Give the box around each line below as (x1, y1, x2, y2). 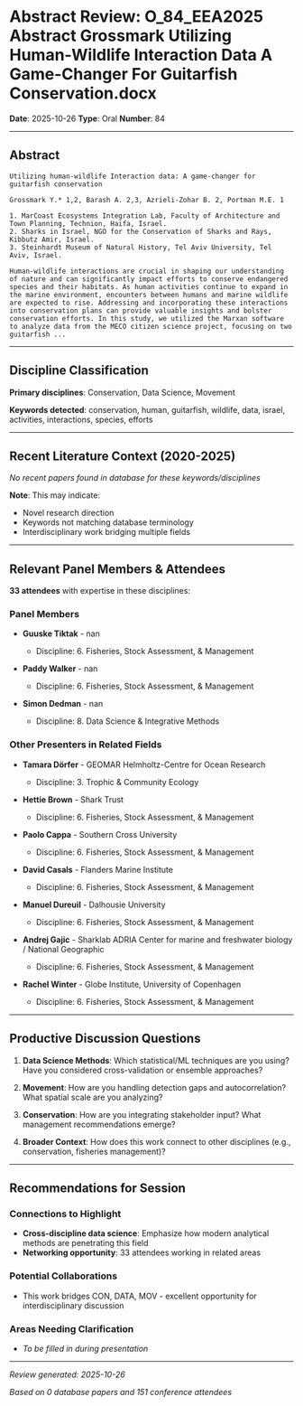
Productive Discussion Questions (9, 1031, 201, 1046)
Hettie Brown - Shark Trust (22, 793, 124, 805)
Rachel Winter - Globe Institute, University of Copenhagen (22, 979, 242, 989)
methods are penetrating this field (22, 1238, 149, 1249)
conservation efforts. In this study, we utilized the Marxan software (9, 314, 284, 323)
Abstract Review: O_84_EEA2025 (9, 6, 264, 27)
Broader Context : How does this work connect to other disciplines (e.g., (22, 1136, 291, 1147)
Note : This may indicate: (9, 490, 101, 501)
